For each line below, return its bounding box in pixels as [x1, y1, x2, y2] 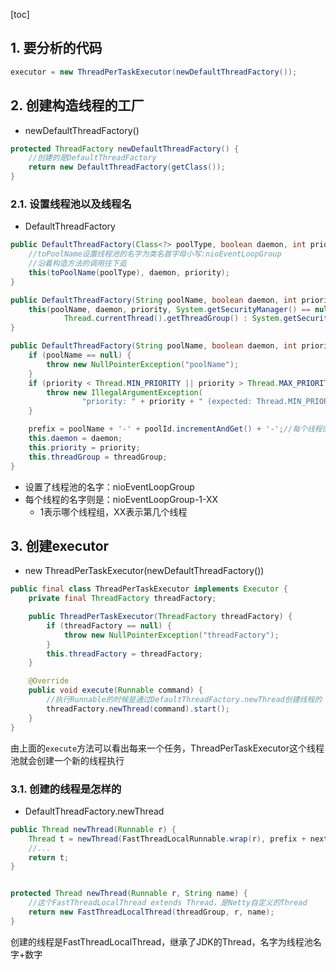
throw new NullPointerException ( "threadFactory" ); [63, 630, 280, 640]
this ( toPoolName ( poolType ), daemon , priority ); [28, 267, 230, 278]
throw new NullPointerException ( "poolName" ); [46, 359, 240, 369]
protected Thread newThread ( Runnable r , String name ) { [10, 889, 248, 899]
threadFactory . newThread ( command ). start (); [46, 704, 230, 714]
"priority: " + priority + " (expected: [81, 397, 253, 407]
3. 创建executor [10, 537, 110, 554]
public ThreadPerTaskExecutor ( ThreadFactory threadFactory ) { [28, 612, 293, 622]
